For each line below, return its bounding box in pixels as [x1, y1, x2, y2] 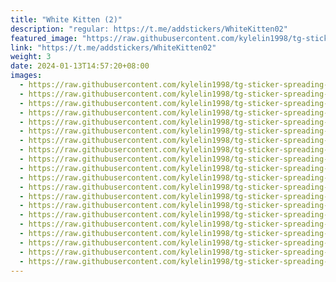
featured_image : [10, 33, 78, 43]
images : [10, 71, 43, 81]
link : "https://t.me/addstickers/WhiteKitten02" [10, 42, 217, 53]
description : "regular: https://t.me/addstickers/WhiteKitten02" [10, 24, 288, 34]
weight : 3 [10, 52, 52, 62]
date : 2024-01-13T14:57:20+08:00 [10, 61, 150, 71]
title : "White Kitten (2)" [10, 14, 123, 25]
